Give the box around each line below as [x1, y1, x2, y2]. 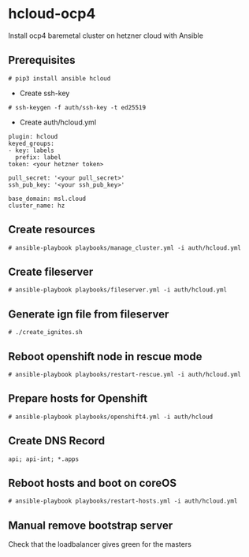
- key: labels [8, 147, 55, 154]
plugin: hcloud [8, 132, 58, 140]
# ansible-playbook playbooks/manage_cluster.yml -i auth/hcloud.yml [8, 243, 242, 252]
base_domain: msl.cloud [8, 195, 87, 202]
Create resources [8, 223, 96, 236]
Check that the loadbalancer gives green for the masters [8, 540, 191, 549]
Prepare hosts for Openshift [8, 392, 148, 406]
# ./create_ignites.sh [8, 329, 83, 336]
